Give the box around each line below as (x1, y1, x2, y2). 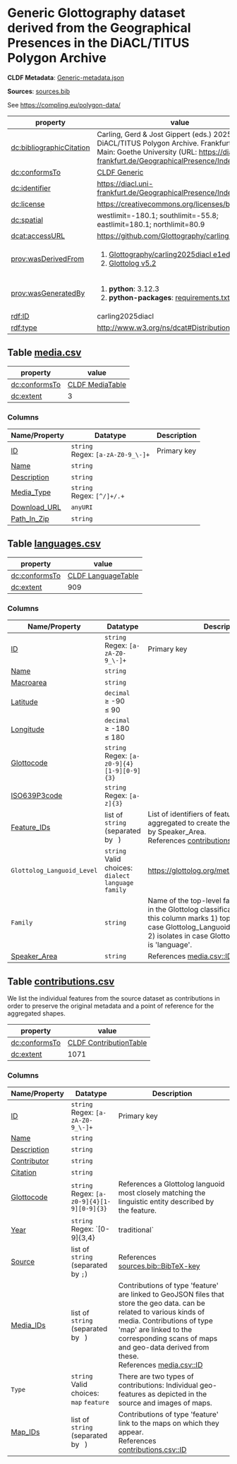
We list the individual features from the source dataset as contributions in (7, 994, 220, 1002)
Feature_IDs (11, 823, 51, 833)
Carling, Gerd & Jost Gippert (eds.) (97, 129, 212, 139)
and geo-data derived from (118, 1343, 209, 1352)
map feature (71, 1398, 109, 1407)
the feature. (118, 1206, 157, 1215)
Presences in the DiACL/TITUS (7, 35, 190, 51)
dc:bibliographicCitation (11, 143, 90, 153)
